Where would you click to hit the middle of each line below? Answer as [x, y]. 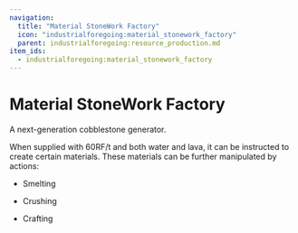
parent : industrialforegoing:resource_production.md [119, 43]
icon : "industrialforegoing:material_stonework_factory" [127, 34]
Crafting [38, 219]
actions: [24, 166]
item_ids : [28, 51]
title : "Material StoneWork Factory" [89, 26]
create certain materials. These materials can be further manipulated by [143, 156]
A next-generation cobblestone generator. [88, 129]
